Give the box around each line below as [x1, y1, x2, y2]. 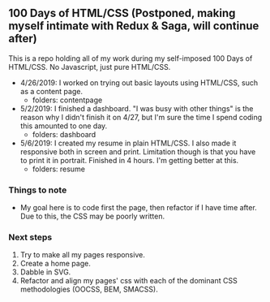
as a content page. [19, 86, 84, 96]
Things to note [8, 184, 67, 196]
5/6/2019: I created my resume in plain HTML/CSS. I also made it [19, 138, 237, 148]
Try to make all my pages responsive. [19, 250, 146, 260]
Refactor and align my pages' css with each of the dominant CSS [19, 276, 238, 286]
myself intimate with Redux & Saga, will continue [8, 19, 259, 33]
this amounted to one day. [19, 121, 108, 131]
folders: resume [32, 164, 85, 174]
